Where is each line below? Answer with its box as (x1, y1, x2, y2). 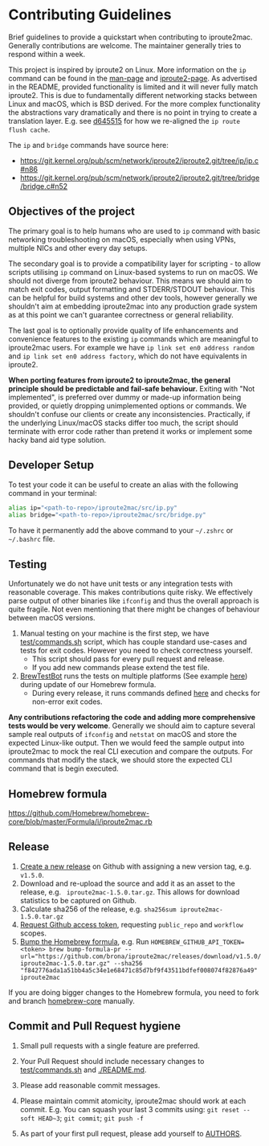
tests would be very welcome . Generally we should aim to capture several (8, 721, 255, 731)
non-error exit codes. (31, 697, 103, 706)
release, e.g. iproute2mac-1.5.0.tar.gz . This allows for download (19, 886, 240, 897)
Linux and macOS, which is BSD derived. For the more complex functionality (8, 99, 261, 108)
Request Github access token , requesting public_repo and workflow (19, 919, 243, 929)
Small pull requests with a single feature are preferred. (19, 1041, 201, 1050)
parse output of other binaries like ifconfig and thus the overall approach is (8, 596, 259, 606)
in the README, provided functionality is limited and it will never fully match (8, 82, 259, 92)
